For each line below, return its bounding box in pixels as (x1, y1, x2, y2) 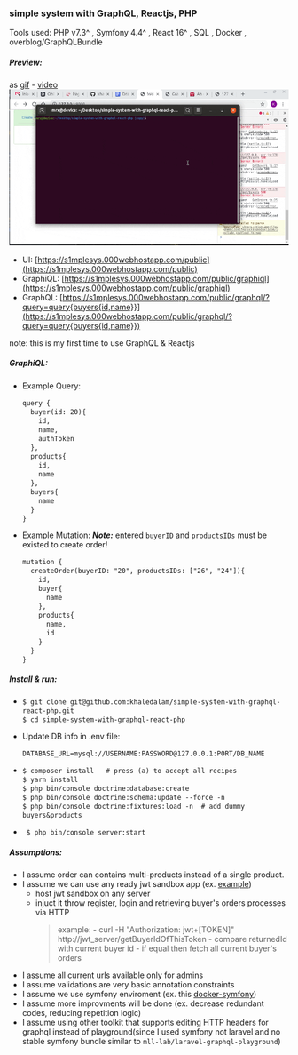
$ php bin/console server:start (26, 828, 146, 837)
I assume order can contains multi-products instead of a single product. (21, 869, 285, 880)
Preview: (9, 57, 43, 68)
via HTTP (35, 907, 70, 918)
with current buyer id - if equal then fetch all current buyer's (57, 943, 278, 954)
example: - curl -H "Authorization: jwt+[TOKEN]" (57, 924, 235, 935)
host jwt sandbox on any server (35, 888, 151, 899)
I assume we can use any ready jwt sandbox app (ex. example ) (21, 879, 253, 890)
